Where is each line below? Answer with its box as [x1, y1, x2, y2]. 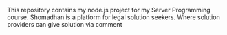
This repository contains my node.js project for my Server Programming [7, 6, 211, 14]
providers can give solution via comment [7, 21, 122, 28]
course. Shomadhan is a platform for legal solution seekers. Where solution [7, 13, 220, 21]
